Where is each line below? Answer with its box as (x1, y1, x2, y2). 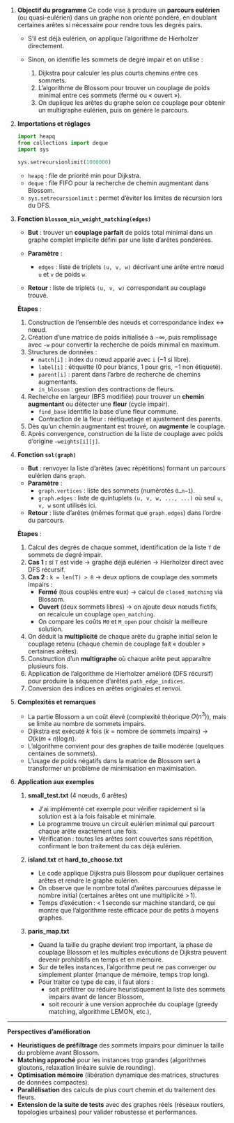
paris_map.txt (27, 927, 70, 936)
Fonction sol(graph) (17, 450, 77, 458)
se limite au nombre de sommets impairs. (27, 720, 146, 728)
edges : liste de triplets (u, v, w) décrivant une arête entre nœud (38, 262, 224, 271)
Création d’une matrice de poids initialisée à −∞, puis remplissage (27, 333, 217, 341)
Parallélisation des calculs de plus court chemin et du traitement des (17, 1086, 216, 1094)
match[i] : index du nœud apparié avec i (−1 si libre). (38, 355, 191, 363)
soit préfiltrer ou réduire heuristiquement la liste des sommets (48, 985, 226, 994)
